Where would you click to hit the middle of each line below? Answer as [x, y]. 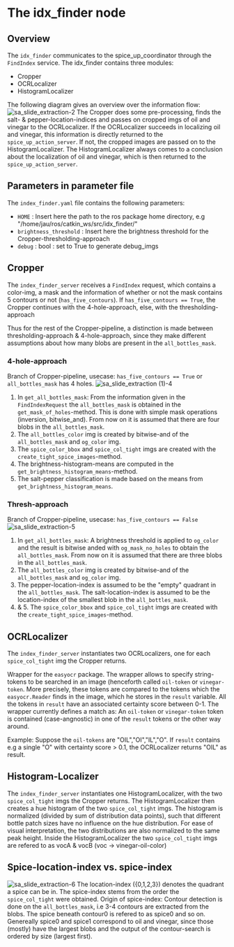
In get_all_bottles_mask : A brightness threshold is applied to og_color [118, 541]
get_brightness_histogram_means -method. [77, 471]
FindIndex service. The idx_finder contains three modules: [91, 63]
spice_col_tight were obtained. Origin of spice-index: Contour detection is [115, 899]
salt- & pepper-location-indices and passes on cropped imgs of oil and [109, 119]
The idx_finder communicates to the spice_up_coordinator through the [109, 55]
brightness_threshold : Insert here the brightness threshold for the [113, 231]
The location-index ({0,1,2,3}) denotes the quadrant [150, 884]
